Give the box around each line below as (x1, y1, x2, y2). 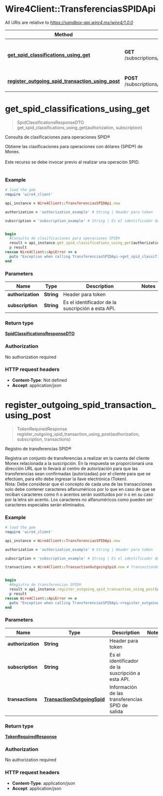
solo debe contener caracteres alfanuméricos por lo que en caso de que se (5, 486, 156, 492)
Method (54, 31, 73, 38)
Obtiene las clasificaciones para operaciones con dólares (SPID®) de (5, 143, 143, 149)
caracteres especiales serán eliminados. (5, 502, 86, 507)
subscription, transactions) (16, 436, 71, 442)
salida (109, 708, 123, 715)
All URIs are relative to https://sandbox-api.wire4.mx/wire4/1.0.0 (5, 19, 133, 25)
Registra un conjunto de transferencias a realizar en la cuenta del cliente (5, 455, 150, 461)
